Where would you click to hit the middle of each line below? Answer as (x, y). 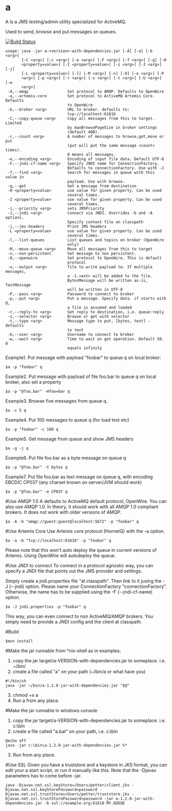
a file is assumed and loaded (100, 308)
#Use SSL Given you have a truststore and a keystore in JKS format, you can (86, 765)
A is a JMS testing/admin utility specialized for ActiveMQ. (66, 22)
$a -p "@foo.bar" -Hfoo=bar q (38, 391)
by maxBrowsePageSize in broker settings (112, 128)
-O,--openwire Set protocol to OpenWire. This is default (84, 258)
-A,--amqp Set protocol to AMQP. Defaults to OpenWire (86, 92)
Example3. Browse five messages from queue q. (56, 401)
